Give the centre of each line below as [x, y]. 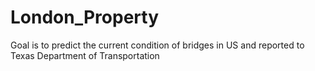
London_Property [85, 17]
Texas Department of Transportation [85, 55]
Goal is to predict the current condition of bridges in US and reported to [157, 45]
